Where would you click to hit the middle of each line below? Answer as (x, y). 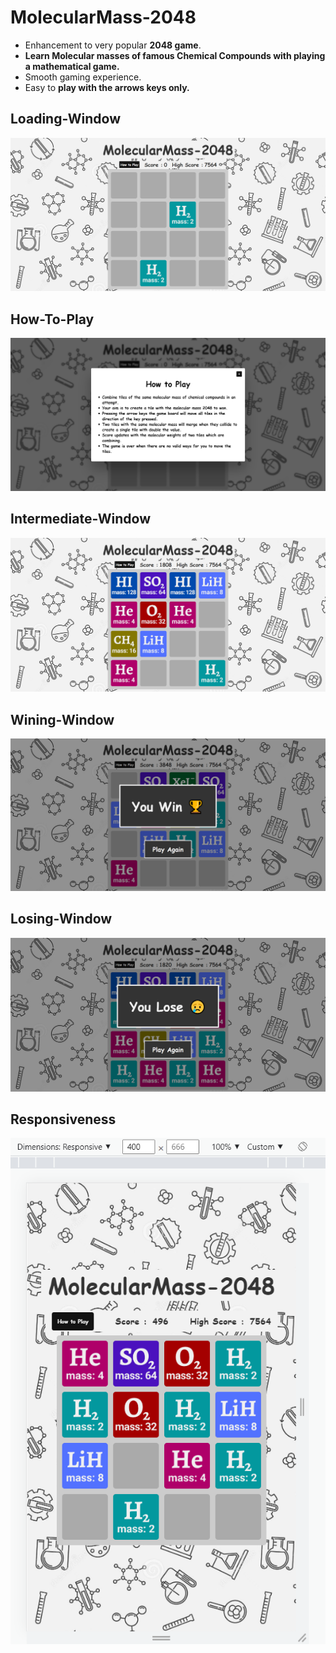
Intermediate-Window (81, 519)
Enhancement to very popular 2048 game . (113, 45)
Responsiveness (63, 1119)
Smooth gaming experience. (83, 77)
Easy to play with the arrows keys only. (107, 87)
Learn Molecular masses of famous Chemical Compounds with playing (175, 55)
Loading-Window (65, 119)
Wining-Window (62, 719)
